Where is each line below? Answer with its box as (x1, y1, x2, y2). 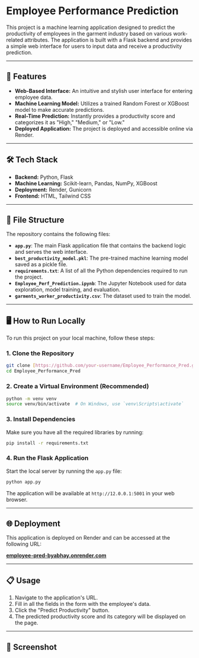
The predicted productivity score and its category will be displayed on (14, 613, 186, 620)
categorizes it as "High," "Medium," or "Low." (14, 118, 126, 125)
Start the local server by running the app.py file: (6, 467, 122, 475)
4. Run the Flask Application (6, 454, 89, 462)
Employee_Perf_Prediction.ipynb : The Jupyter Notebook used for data (14, 280, 187, 287)
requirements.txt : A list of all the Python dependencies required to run (14, 267, 188, 275)
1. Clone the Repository (6, 349, 74, 357)
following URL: (6, 540, 42, 548)
